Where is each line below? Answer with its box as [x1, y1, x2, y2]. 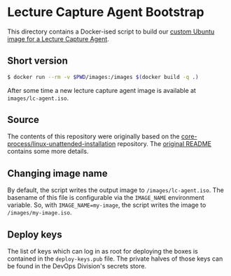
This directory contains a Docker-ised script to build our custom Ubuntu [7, 27, 215, 36]
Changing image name [7, 167, 108, 179]
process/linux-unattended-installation [7, 140, 116, 148]
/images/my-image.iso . [7, 208, 72, 217]
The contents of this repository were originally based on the [7, 132, 180, 140]
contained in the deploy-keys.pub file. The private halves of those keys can [7, 254, 223, 263]
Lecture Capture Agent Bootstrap [7, 4, 204, 20]
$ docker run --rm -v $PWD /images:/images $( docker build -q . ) [7, 73, 199, 80]
